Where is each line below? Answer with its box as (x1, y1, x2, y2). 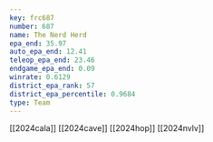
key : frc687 (9, 13, 54, 23)
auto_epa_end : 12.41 (9, 47, 88, 56)
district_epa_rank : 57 (9, 81, 95, 90)
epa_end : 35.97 (9, 38, 67, 48)
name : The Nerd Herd (9, 30, 88, 39)
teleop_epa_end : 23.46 (9, 56, 95, 65)
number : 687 (9, 22, 54, 31)
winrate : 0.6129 (9, 73, 71, 82)
